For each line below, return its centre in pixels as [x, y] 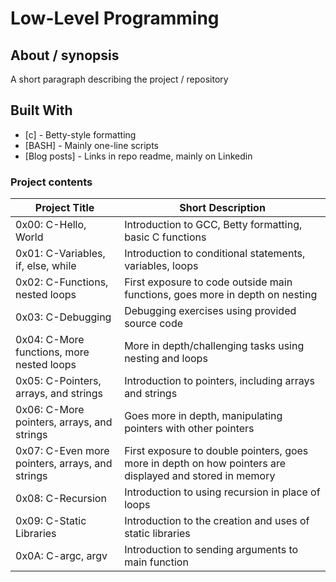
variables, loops [161, 266]
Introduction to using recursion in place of [222, 492]
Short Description [222, 208]
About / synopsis [65, 55]
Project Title [64, 208]
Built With [41, 110]
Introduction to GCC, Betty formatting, [213, 225]
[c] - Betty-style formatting [80, 134]
